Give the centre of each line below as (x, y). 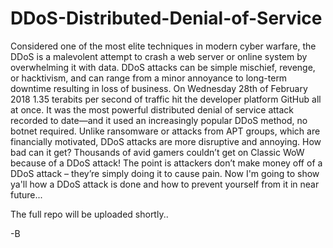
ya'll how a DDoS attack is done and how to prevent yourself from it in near (165, 184)
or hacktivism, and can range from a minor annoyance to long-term (149, 78)
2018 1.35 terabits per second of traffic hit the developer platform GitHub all (166, 99)
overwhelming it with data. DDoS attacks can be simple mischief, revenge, (163, 67)
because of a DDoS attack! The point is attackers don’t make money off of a (166, 163)
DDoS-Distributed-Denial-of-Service (166, 18)
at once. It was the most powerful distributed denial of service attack (152, 109)
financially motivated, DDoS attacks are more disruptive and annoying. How (166, 141)
